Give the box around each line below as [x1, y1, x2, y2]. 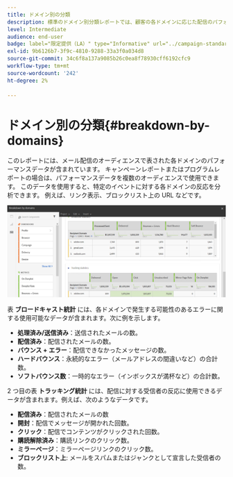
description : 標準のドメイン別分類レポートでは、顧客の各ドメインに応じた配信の [7, 18, 213, 26]
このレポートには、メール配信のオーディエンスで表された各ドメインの [7, 156, 207, 165]
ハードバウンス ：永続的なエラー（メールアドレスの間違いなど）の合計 [17, 355, 218, 363]
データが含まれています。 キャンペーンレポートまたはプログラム [31, 165, 214, 174]
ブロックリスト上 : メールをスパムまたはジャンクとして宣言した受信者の [17, 453, 221, 462]
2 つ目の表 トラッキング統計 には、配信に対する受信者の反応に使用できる [7, 387, 216, 395]
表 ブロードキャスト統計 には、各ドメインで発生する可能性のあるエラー [7, 306, 212, 314]
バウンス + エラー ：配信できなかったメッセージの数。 [17, 346, 171, 354]
